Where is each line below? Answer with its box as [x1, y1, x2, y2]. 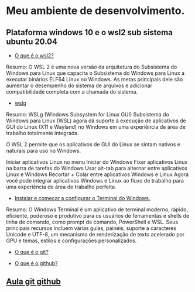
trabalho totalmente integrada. [6, 130, 79, 136]
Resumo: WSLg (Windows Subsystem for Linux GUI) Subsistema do [6, 111, 169, 118]
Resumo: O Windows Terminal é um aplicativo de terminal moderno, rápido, [6, 206, 189, 213]
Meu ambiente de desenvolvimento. [6, 4, 185, 18]
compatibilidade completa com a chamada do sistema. [6, 88, 138, 95]
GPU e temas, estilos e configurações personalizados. [6, 237, 137, 244]
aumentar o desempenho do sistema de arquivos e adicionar [6, 82, 153, 89]
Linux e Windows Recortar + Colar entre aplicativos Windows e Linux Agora [6, 171, 189, 178]
